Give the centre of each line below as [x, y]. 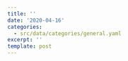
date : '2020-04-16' [36, 20]
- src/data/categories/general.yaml [68, 33]
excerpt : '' [25, 40]
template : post [30, 46]
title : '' [22, 14]
